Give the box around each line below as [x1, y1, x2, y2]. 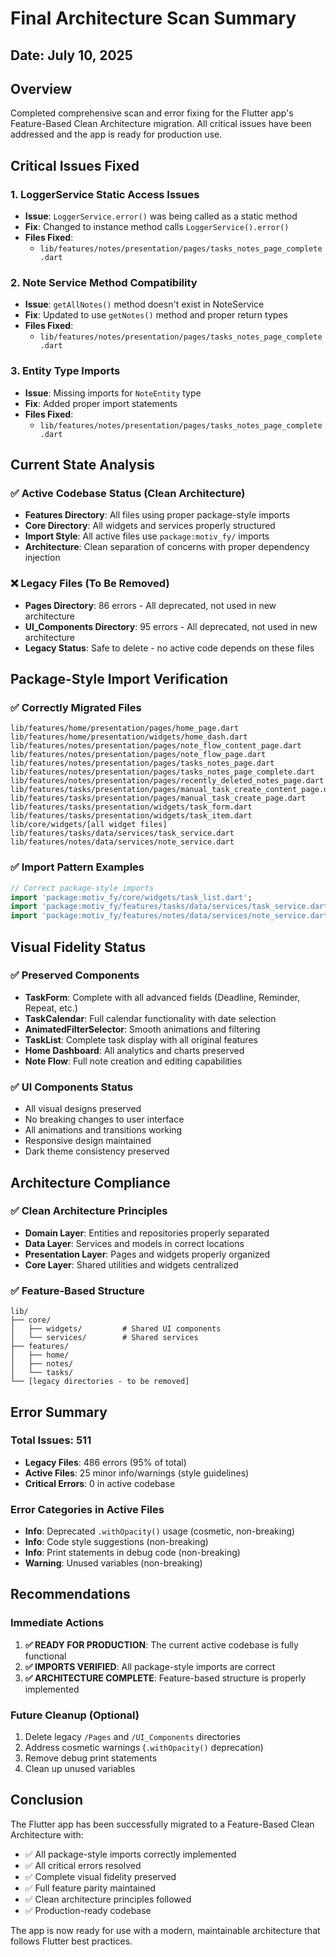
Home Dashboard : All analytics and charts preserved [24, 1044, 245, 1056]
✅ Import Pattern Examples [10, 860, 145, 874]
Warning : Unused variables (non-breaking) [24, 1557, 203, 1569]
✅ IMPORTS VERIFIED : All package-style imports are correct [24, 1660, 276, 1672]
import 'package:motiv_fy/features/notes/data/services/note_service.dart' [10, 911, 333, 921]
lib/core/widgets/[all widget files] [10, 820, 168, 830]
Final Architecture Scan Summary [10, 7, 297, 30]
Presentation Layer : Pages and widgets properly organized [24, 1248, 271, 1260]
